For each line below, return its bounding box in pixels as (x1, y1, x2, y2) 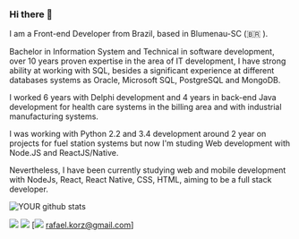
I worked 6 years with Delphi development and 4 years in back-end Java (9, 92, 277, 103)
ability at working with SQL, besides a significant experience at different (9, 65, 275, 76)
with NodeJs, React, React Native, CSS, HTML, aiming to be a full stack (9, 175, 272, 185)
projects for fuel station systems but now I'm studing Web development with (9, 138, 291, 149)
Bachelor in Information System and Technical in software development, (9, 47, 275, 57)
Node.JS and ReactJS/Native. (9, 148, 119, 158)
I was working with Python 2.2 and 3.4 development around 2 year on (9, 129, 267, 140)
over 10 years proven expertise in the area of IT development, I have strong (9, 55, 286, 66)
